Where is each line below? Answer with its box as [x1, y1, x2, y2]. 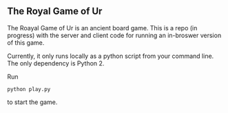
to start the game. [7, 98, 58, 106]
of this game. [7, 38, 45, 47]
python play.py [7, 85, 51, 92]
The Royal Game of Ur [7, 6, 103, 17]
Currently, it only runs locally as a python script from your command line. [7, 52, 214, 60]
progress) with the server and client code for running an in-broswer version [7, 31, 222, 39]
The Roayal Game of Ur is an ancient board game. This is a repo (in [7, 23, 198, 32]
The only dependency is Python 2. [7, 59, 105, 68]
